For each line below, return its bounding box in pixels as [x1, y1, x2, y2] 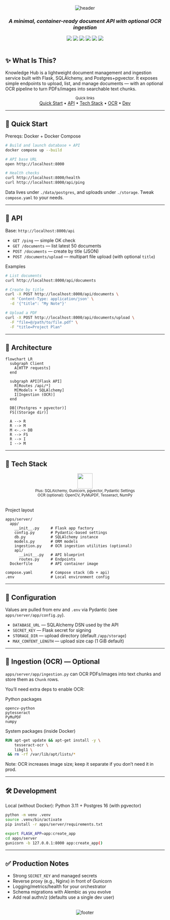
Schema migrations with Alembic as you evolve [12, 889, 111, 895]
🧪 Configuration [5, 593, 57, 602]
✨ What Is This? [5, 56, 57, 65]
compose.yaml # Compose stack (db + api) [5, 570, 110, 575]
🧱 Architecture [5, 344, 52, 352]
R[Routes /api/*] [14, 383, 51, 389]
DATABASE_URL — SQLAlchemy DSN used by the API [12, 622, 119, 628]
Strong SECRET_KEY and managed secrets [12, 873, 97, 879]
